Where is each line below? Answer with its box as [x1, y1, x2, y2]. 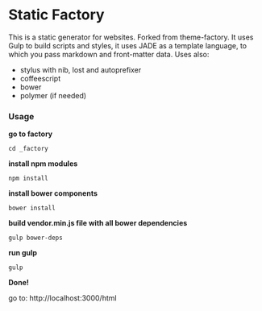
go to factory [8, 129, 53, 139]
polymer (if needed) [19, 90, 87, 100]
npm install [8, 175, 48, 183]
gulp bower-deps [8, 234, 63, 243]
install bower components [8, 189, 98, 198]
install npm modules [8, 159, 78, 168]
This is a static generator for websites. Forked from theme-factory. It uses [8, 32, 254, 42]
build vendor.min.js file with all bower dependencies [8, 218, 188, 228]
